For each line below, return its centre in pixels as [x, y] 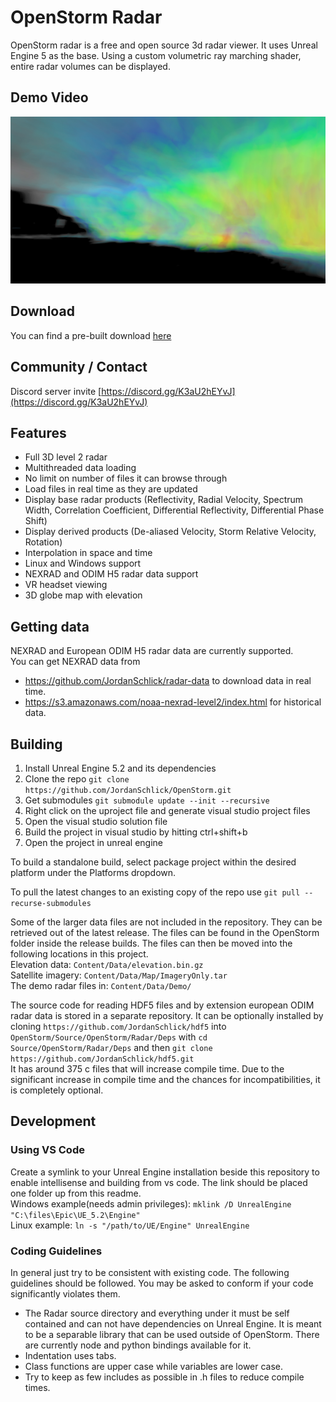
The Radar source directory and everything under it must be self [157, 1313]
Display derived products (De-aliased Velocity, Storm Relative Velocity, [170, 532]
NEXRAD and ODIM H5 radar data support [111, 574]
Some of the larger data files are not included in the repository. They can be [166, 922]
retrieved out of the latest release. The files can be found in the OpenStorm [165, 933]
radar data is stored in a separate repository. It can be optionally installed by [167, 1016]
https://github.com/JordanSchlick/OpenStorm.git [128, 791]
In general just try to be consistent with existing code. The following [150, 1273]
